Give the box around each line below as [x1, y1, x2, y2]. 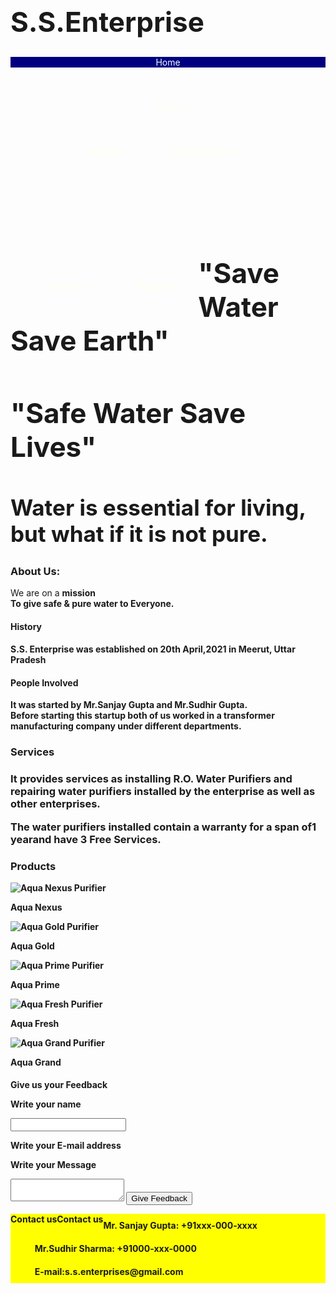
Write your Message [10, 1158, 97, 1170]
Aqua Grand [10, 1056, 62, 1068]
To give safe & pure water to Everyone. [10, 598, 175, 610]
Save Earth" [10, 323, 170, 359]
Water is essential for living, [10, 493, 307, 521]
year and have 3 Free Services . [10, 832, 162, 846]
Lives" [10, 429, 97, 464]
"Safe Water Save [10, 395, 247, 430]
